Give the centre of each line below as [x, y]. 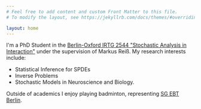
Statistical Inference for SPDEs [53, 69]
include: [16, 58]
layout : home [22, 28]
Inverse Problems [36, 76]
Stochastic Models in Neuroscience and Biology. [74, 82]
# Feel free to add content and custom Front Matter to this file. [92, 12]
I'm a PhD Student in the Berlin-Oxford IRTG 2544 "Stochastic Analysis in [97, 45]
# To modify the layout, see [42, 17]
